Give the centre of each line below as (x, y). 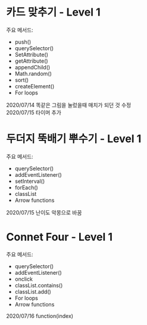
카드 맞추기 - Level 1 (54, 12)
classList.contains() (39, 285)
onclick (24, 279)
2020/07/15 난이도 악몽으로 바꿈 (44, 212)
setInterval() (30, 181)
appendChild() (32, 67)
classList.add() (33, 292)
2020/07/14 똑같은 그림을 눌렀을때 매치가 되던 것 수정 (69, 105)
